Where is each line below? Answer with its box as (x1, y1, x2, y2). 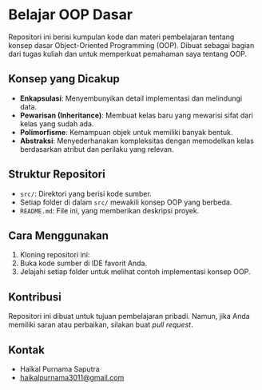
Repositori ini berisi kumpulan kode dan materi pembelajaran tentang (8, 32, 235, 42)
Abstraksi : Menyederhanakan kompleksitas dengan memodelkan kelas (19, 136, 254, 145)
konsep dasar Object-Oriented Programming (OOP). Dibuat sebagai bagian (8, 40, 255, 50)
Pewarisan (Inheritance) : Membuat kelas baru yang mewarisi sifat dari (19, 110, 253, 120)
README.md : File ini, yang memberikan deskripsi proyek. (19, 205, 200, 215)
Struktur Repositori (8, 168, 105, 181)
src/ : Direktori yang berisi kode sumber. (19, 189, 152, 198)
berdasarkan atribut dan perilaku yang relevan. (19, 144, 174, 153)
